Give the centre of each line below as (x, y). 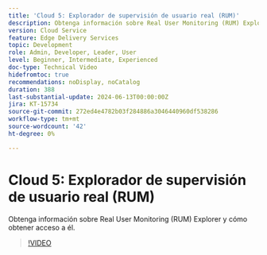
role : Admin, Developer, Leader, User (72, 52)
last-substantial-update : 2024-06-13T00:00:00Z (89, 97)
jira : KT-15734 (33, 104)
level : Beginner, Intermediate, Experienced (83, 60)
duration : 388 (32, 89)
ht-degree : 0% (32, 133)
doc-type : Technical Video (53, 68)
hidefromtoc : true (39, 75)
